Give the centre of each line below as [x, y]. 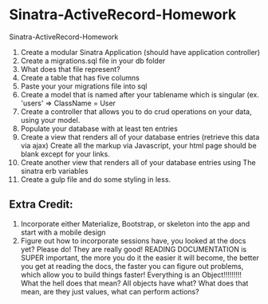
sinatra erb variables [54, 171]
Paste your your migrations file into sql [84, 86]
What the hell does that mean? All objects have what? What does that [134, 283]
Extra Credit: [41, 205]
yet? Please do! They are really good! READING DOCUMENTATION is [133, 249]
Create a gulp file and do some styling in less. [95, 179]
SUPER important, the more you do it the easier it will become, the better [140, 258]
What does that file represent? [70, 69]
